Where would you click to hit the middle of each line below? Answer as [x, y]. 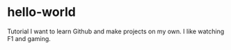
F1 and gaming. [29, 38]
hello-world [42, 12]
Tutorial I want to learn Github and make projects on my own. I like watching [116, 31]
